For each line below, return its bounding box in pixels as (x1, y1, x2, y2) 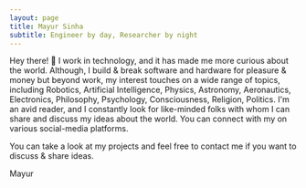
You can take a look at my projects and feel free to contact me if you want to (9, 141, 297, 151)
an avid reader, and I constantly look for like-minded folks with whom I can (9, 104, 290, 115)
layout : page (9, 13, 59, 23)
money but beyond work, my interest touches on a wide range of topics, (9, 75, 280, 86)
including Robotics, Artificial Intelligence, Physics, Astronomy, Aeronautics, (9, 84, 291, 96)
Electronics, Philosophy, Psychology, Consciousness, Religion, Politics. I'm (9, 94, 290, 105)
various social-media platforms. (9, 123, 129, 134)
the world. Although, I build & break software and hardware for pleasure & (9, 65, 287, 76)
